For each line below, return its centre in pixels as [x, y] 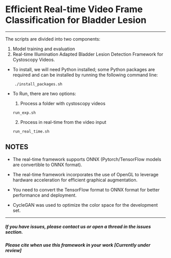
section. [14, 232]
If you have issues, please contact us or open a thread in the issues [78, 227]
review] [13, 250]
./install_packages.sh [38, 84]
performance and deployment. [45, 195]
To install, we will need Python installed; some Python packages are [84, 69]
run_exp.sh [24, 113]
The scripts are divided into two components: [53, 39]
